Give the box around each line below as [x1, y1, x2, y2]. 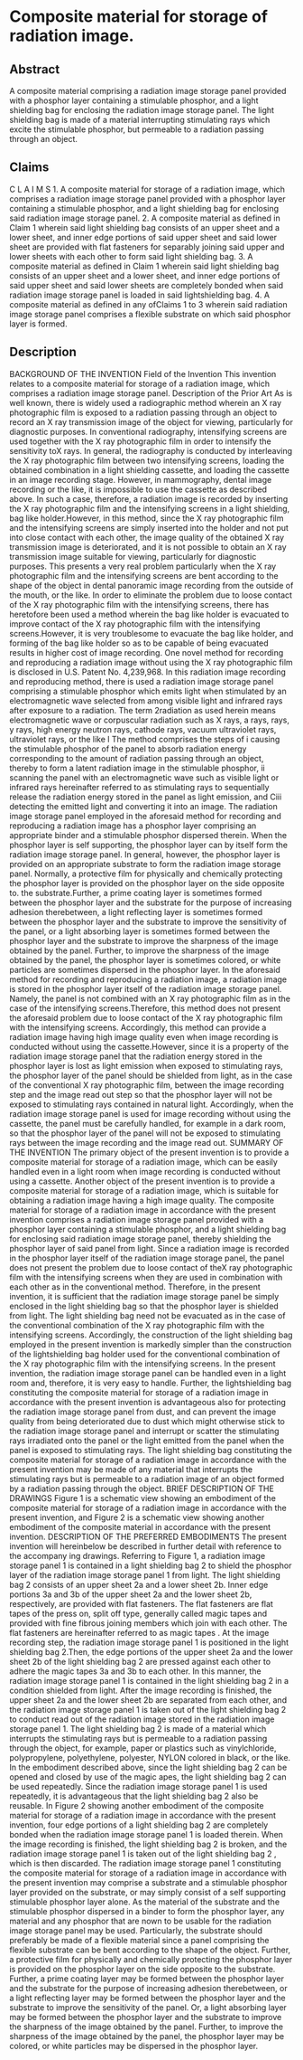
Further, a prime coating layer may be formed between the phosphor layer [9, 1973, 285, 1984]
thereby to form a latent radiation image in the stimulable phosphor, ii [9, 762, 265, 773]
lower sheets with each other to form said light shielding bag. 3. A [9, 250, 253, 261]
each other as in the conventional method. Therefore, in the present [9, 1281, 262, 1292]
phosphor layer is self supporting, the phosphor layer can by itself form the [9, 839, 289, 850]
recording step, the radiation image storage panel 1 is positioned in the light [9, 1637, 289, 1648]
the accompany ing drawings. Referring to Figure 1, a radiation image [9, 1550, 266, 1561]
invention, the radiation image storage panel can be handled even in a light [9, 1367, 287, 1378]
